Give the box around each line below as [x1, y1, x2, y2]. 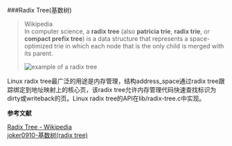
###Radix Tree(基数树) [7, 6, 72, 14]
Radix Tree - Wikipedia [7, 123, 73, 131]
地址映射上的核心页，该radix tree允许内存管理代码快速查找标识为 [30, 86, 217, 93]
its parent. [24, 49, 53, 57]
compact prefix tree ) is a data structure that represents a [24, 35, 188, 43]
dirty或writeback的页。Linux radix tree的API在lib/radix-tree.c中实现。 [7, 94, 206, 102]
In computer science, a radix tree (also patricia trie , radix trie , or [24, 27, 210, 35]
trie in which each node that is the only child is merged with [54, 42, 224, 50]
